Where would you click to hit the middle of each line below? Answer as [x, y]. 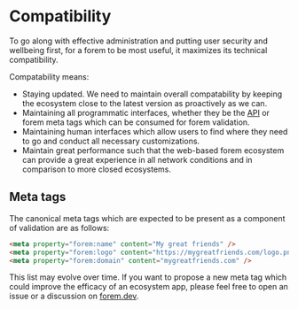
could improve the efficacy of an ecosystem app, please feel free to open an [149, 287]
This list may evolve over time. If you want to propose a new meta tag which [148, 277]
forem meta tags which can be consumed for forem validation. [136, 122]
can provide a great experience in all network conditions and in [137, 159]
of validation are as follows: [59, 228]
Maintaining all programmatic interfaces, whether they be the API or [146, 112]
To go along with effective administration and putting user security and [138, 41]
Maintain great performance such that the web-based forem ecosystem [153, 150]
